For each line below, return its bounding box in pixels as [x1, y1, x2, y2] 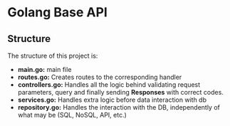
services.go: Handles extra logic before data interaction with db [17, 95, 207, 104]
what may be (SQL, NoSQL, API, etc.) [17, 111, 127, 119]
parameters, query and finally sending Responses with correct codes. [17, 88, 224, 96]
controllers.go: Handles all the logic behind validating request [17, 80, 201, 89]
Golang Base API [7, 4, 108, 21]
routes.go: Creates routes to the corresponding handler [17, 73, 182, 81]
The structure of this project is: [7, 51, 98, 60]
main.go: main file [17, 65, 72, 73]
